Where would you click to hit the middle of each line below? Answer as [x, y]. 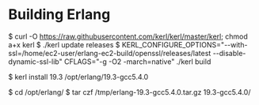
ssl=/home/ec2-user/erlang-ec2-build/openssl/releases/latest [110, 53]
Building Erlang [59, 15]
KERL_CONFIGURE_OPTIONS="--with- [185, 44]
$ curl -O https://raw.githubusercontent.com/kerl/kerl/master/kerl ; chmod [128, 36]
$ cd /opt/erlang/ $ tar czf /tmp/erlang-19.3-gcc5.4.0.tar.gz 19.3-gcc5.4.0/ [129, 92]
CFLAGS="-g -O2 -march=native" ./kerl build [137, 62]
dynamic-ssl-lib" [36, 62]
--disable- [229, 53]
